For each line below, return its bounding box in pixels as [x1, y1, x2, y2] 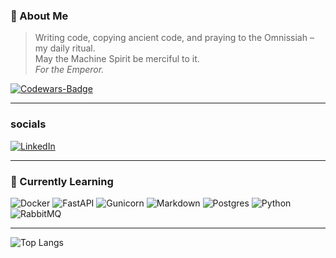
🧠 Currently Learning [10, 174, 114, 188]
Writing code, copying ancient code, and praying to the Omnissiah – [34, 32, 315, 44]
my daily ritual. [34, 42, 96, 54]
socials [10, 117, 47, 131]
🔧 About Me [10, 9, 69, 23]
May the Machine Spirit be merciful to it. [34, 53, 200, 65]
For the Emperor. [34, 64, 105, 76]
